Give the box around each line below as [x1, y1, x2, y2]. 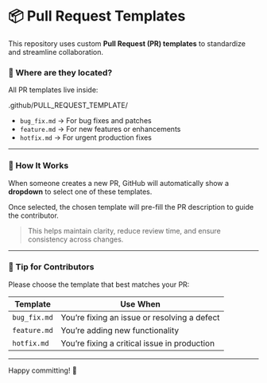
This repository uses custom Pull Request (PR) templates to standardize [8, 38, 246, 48]
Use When [120, 298, 161, 309]
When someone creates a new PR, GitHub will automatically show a [8, 178, 229, 188]
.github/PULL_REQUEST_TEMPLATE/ [8, 101, 129, 110]
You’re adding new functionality [60, 324, 180, 335]
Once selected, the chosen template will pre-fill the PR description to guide [8, 202, 254, 211]
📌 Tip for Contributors [8, 261, 95, 273]
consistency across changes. [27, 234, 124, 244]
